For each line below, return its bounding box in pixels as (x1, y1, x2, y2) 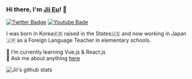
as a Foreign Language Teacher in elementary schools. (17, 37, 152, 44)
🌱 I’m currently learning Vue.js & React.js (6, 48, 106, 55)
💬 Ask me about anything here (6, 55, 80, 62)
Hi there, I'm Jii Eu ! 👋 (6, 5, 67, 14)
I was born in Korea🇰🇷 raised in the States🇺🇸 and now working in (6, 30, 171, 37)
